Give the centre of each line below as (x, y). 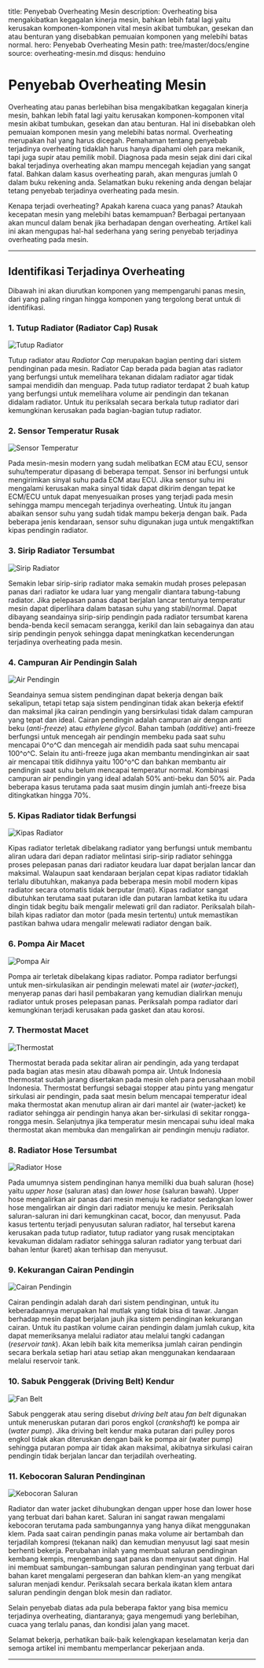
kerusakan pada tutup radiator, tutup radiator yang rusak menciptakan (121, 1233)
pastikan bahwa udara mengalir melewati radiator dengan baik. (110, 923)
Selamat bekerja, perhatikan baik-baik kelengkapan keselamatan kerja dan (128, 1640)
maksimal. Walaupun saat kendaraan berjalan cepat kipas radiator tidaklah (128, 873)
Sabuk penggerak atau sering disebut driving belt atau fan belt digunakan (128, 1413)
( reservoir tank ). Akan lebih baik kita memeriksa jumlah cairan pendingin (125, 1344)
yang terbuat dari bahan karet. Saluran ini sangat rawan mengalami (117, 1517)
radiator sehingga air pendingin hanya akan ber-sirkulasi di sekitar (115, 1113)
